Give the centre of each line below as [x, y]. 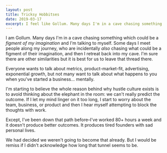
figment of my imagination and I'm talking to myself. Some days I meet [78, 43]
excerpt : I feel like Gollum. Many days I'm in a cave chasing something [84, 24]
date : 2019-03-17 [24, 19]
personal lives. [21, 131]
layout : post [19, 10]
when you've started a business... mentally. [50, 79]
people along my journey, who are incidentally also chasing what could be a [83, 48]
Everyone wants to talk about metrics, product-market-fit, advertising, [78, 69]
